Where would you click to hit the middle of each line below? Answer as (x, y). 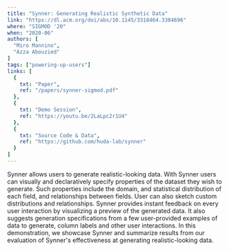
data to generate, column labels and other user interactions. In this (102, 225)
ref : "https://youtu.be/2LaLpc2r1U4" (74, 116)
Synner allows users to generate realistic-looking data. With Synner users (112, 174)
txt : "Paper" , (40, 84)
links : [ (20, 71)
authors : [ (23, 39)
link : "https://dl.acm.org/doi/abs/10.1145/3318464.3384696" (97, 20)
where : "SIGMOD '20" (37, 26)
